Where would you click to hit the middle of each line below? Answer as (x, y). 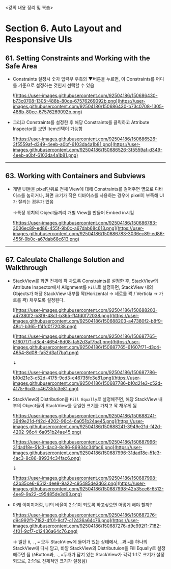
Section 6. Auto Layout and (64, 28)
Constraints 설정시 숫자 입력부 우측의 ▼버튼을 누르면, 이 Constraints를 (84, 79)
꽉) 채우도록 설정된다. (44, 300)
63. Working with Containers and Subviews (76, 176)
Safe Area (21, 66)
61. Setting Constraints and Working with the (78, 58)
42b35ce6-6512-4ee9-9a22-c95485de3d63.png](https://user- (79, 483)
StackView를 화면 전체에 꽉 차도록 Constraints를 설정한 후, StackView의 (85, 281)
